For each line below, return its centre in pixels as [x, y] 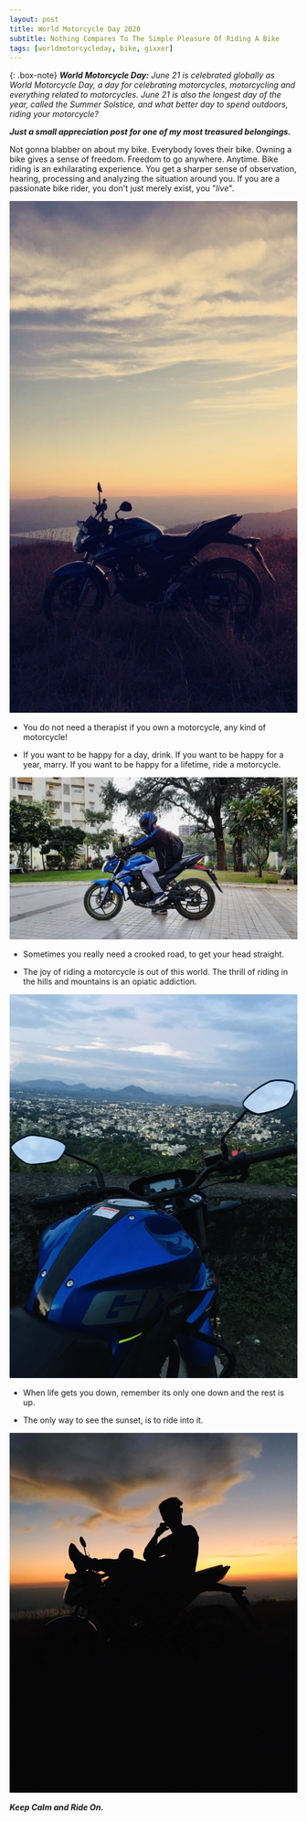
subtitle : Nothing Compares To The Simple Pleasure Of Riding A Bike [145, 38]
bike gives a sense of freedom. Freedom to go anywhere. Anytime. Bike [144, 159]
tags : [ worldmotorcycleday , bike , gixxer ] [91, 48]
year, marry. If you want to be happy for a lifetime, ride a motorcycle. [152, 765]
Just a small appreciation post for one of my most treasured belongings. [150, 132]
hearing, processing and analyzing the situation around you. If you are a [145, 179]
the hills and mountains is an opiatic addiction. [110, 981]
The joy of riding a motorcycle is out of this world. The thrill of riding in [155, 971]
